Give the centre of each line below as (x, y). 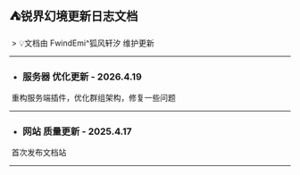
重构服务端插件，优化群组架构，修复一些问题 (93, 98)
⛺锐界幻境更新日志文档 (74, 17)
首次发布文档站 (39, 153)
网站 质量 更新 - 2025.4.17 (77, 131)
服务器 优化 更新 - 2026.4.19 (82, 77)
